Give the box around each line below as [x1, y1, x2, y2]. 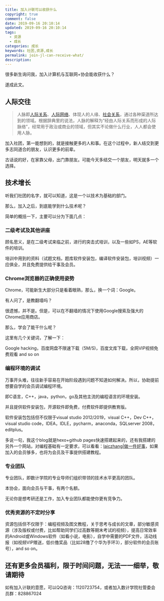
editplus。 [5, 426, 26, 432]
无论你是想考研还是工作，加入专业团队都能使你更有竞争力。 [5, 496, 125, 501]
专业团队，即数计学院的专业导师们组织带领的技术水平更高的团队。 [5, 475, 138, 481]
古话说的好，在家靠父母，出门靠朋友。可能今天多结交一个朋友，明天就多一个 [5, 157, 159, 163]
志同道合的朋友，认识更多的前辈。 [9, 147, 78, 152]
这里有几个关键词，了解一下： [5, 335, 65, 341]
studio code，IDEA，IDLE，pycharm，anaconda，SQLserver [18, 420, 141, 426]
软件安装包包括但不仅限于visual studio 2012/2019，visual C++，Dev [5, 414, 142, 420]
